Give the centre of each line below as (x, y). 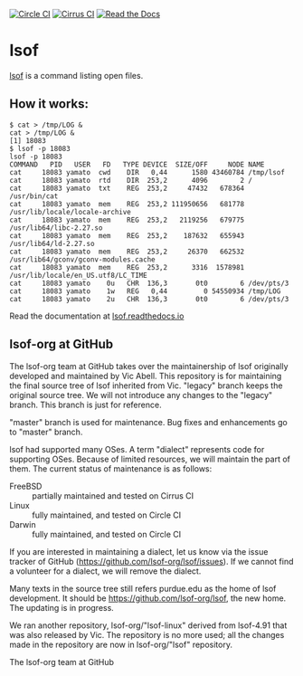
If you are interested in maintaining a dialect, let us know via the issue (139, 551)
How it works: (49, 104)
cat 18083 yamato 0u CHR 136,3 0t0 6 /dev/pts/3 (149, 283)
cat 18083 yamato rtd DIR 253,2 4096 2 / (131, 180)
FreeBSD (26, 486)
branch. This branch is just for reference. (85, 405)
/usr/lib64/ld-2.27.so (52, 243)
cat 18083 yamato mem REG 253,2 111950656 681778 (127, 204)
